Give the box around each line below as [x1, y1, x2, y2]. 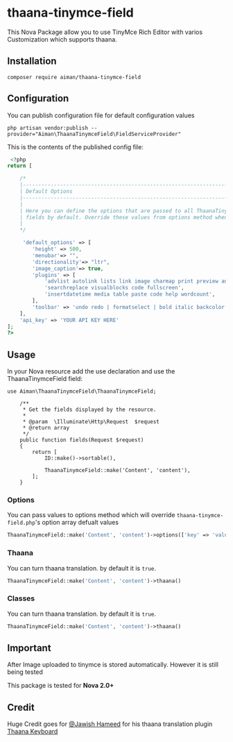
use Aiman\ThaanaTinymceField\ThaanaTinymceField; [7, 388, 157, 395]
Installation [7, 56, 57, 67]
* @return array [22, 425, 70, 432]
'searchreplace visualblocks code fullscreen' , [44, 285, 185, 292]
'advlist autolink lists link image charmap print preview [44, 278, 218, 285]
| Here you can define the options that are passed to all [19, 207, 194, 214]
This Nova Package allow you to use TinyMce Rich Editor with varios [7, 28, 203, 36]
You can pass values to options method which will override [7, 511, 175, 519]
